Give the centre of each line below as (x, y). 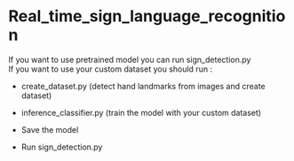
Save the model (50, 129)
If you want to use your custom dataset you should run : (111, 69)
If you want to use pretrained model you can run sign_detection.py (130, 59)
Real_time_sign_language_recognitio (147, 16)
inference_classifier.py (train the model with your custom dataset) (141, 112)
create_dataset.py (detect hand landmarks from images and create (143, 86)
